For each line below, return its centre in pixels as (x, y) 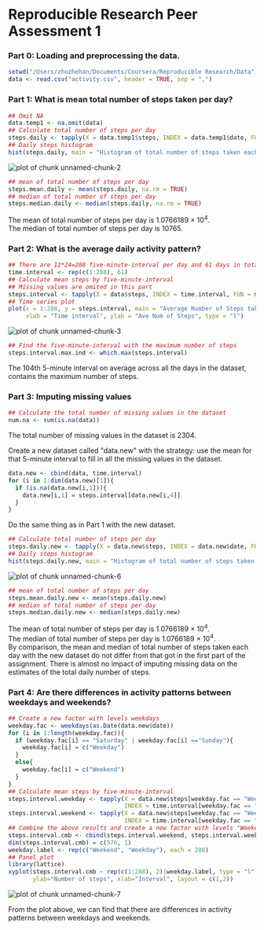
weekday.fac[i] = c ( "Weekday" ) (73, 748)
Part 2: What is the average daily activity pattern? (105, 248)
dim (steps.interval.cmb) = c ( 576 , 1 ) (70, 843)
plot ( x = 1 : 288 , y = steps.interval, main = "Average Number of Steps (126, 309)
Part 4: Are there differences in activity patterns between (120, 692)
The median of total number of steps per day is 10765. (95, 228)
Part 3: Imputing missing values (70, 396)
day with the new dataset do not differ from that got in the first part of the (127, 655)
